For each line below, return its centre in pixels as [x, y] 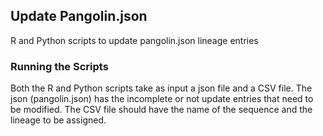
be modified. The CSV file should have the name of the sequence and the [161, 110]
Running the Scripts [59, 66]
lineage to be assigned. [58, 120]
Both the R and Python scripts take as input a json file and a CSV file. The [161, 88]
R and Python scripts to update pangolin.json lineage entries [134, 40]
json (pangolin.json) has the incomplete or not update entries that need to [162, 99]
